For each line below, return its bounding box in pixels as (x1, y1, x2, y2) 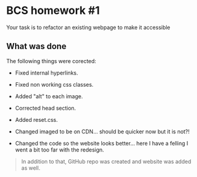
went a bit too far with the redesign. (15, 146, 104, 153)
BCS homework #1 (6, 4, 100, 18)
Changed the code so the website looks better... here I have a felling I (15, 139, 189, 147)
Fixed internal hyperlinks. (15, 69, 78, 76)
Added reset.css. (15, 116, 58, 123)
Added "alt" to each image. (15, 92, 83, 100)
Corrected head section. (15, 104, 76, 112)
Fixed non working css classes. (15, 81, 94, 88)
